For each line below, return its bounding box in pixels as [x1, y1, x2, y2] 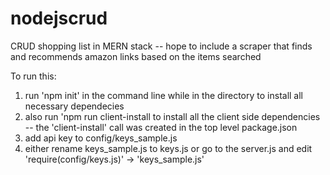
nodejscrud [10, 7, 108, 30]
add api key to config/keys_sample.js [24, 132, 178, 144]
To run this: [10, 70, 57, 82]
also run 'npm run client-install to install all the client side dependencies [24, 110, 321, 122]
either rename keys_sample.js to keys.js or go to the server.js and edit [24, 142, 313, 154]
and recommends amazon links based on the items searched [10, 50, 262, 62]
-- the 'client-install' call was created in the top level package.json [24, 121, 298, 133]
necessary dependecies [24, 100, 125, 112]
